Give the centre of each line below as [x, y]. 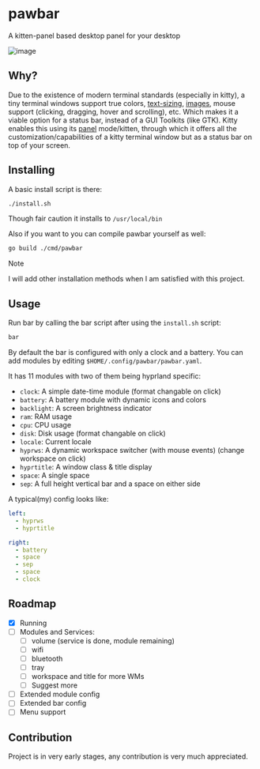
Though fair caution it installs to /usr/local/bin [85, 219]
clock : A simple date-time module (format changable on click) [120, 391]
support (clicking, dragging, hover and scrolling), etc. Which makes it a [123, 111]
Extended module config [60, 694]
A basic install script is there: [55, 189]
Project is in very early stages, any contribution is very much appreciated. [128, 756]
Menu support [43, 712]
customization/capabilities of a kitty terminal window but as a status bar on [130, 137]
